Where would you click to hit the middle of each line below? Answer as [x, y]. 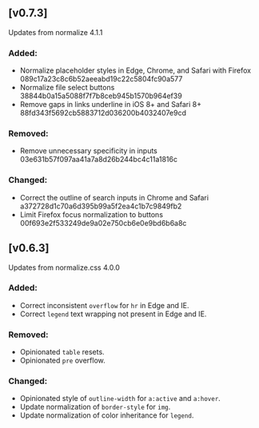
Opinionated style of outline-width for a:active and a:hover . [120, 398]
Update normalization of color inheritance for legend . [107, 415]
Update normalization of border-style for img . [95, 407]
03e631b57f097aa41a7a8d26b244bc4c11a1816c [99, 160]
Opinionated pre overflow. [62, 361]
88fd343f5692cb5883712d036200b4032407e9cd [103, 113]
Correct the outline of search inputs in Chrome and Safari [114, 197]
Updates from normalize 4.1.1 [56, 32]
